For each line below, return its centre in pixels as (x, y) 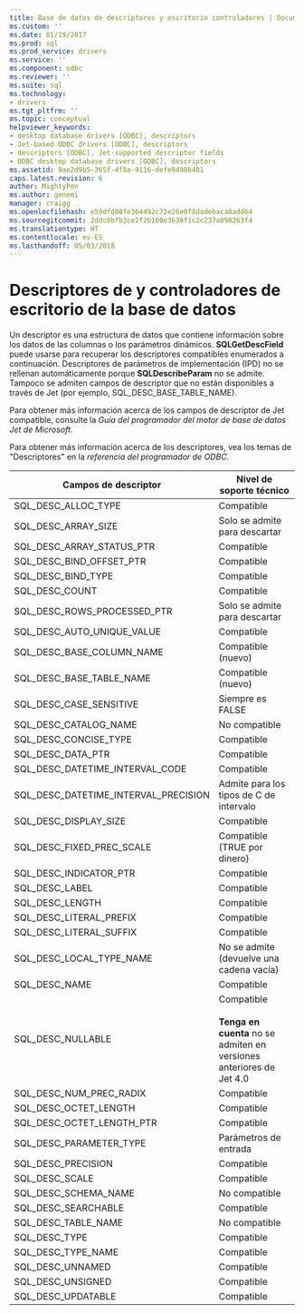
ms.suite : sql (36, 85)
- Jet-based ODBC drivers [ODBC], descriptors (99, 144)
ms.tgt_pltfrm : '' (44, 111)
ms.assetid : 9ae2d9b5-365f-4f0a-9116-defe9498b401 (107, 170)
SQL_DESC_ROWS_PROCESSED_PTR (93, 612)
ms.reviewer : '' (40, 77)
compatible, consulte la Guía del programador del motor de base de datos (148, 420)
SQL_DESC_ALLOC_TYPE (67, 506)
